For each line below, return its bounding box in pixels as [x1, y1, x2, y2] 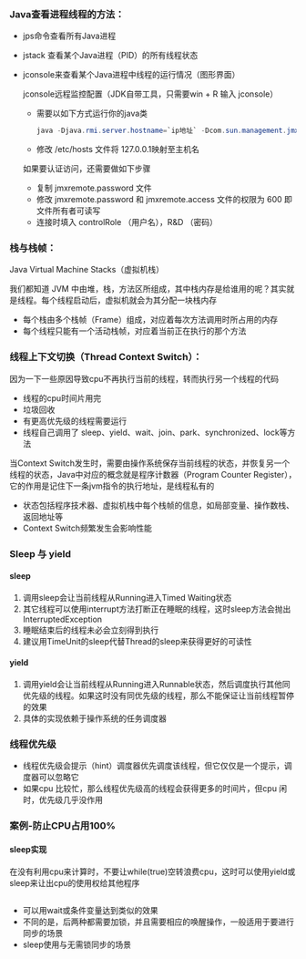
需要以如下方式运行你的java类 [36, 108, 148, 119]
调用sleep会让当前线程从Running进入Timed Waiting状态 [22, 592, 232, 603]
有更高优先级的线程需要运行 [22, 415, 127, 426]
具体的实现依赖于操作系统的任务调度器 [22, 713, 167, 724]
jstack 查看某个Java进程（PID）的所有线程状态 [22, 50, 199, 61]
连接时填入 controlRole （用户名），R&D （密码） [36, 217, 219, 228]
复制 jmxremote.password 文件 [36, 182, 152, 193]
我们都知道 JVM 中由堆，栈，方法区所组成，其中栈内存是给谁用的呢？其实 [9, 284, 287, 294]
